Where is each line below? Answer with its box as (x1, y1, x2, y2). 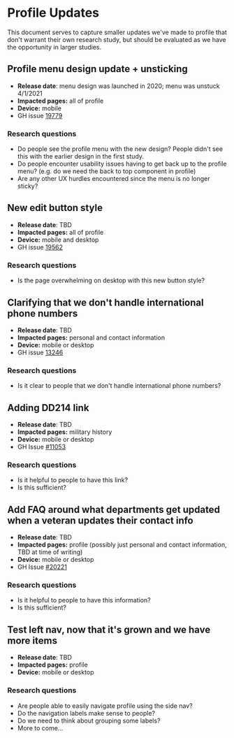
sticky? (17, 182, 38, 190)
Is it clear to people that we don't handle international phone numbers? (17, 382, 221, 390)
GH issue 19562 (17, 243, 64, 251)
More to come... (17, 723, 64, 732)
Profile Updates (7, 5, 100, 21)
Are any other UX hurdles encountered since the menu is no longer (17, 175, 211, 183)
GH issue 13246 (17, 348, 64, 356)
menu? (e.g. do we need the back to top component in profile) (17, 167, 196, 175)
